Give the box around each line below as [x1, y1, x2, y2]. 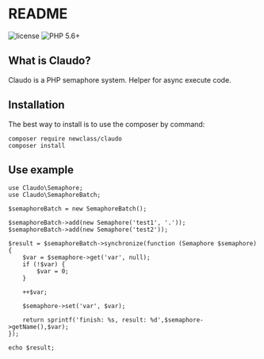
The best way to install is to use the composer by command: [8, 119, 205, 129]
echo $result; [8, 344, 55, 352]
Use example [8, 163, 74, 176]
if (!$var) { [22, 261, 66, 268]
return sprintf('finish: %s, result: [22, 316, 147, 324]
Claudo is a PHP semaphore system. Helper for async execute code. [8, 75, 231, 84]
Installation [8, 98, 65, 112]
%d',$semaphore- [150, 316, 204, 324]
